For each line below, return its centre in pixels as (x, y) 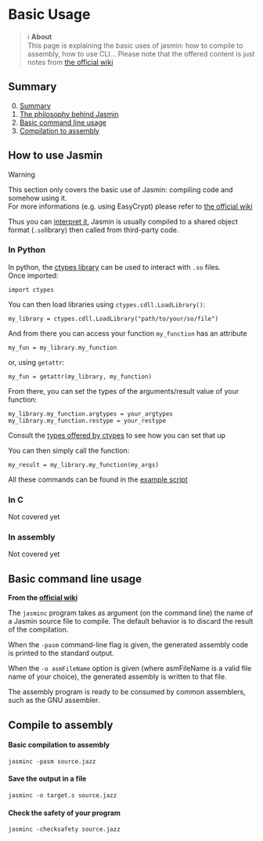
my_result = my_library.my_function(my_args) (83, 464)
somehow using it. (38, 198)
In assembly (32, 537)
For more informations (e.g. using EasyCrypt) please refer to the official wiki (130, 206)
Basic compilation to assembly (59, 745)
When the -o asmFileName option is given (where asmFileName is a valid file (130, 668)
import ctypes (31, 289)
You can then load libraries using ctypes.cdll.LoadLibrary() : (107, 304)
